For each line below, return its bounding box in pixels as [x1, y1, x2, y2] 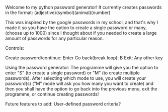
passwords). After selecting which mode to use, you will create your [5, 75, 146, 81]
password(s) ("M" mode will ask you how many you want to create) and [5, 80, 154, 86]
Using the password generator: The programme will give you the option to [5, 65, 158, 70]
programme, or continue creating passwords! [5, 91, 99, 97]
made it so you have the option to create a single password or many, [5, 25, 147, 31]
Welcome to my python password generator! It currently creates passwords [5, 5, 162, 10]
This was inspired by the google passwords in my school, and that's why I [5, 20, 158, 25]
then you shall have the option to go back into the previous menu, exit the [5, 86, 157, 92]
